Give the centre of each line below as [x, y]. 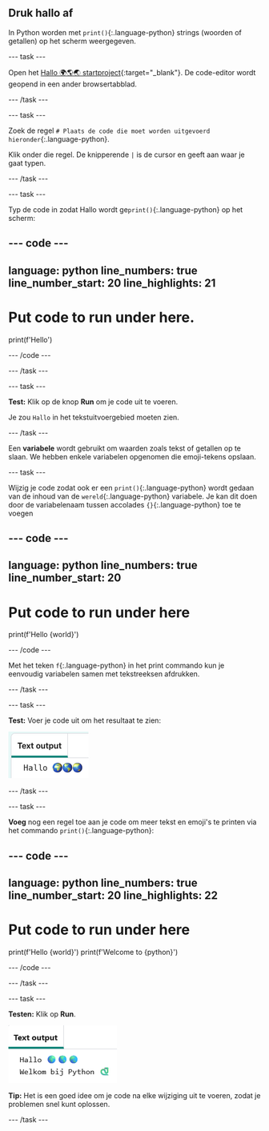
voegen [21, 513]
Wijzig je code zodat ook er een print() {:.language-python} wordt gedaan [131, 487]
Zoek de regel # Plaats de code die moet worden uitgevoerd [109, 130]
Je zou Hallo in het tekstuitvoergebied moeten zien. [94, 417]
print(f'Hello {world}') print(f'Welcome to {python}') [93, 952]
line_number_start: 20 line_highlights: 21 [112, 283]
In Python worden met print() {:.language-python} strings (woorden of [125, 32]
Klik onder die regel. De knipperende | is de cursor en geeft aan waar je [127, 154]
